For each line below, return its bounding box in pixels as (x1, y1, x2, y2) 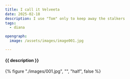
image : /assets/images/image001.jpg (9, 38, 84, 44)
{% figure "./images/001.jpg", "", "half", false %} (5, 68, 101, 74)
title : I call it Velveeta (5, 7, 60, 12)
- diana (9, 25, 25, 30)
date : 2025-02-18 (5, 12, 40, 16)
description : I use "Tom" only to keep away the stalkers (5, 16, 125, 21)
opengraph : (5, 34, 27, 39)
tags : (5, 20, 16, 26)
